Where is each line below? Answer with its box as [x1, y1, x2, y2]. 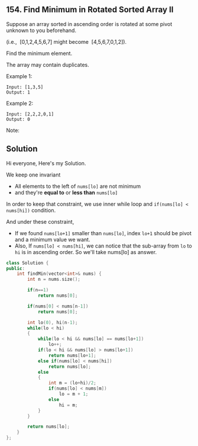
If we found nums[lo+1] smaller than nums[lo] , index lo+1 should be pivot [14, 229, 192, 236]
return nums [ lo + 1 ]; [48, 352, 96, 358]
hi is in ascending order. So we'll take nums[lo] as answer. [14, 248, 157, 255]
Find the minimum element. [6, 50, 73, 57]
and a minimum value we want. [14, 236, 90, 243]
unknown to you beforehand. [6, 27, 77, 34]
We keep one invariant [6, 171, 61, 178]
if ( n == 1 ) [27, 287, 49, 293]
